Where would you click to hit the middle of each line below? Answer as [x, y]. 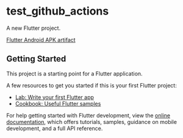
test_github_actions [58, 11]
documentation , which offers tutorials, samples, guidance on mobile [91, 122]
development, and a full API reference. [55, 128]
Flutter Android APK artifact [41, 40]
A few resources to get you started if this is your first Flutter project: [91, 85]
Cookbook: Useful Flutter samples [58, 103]
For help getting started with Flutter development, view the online [88, 115]
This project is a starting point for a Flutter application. [74, 74]
